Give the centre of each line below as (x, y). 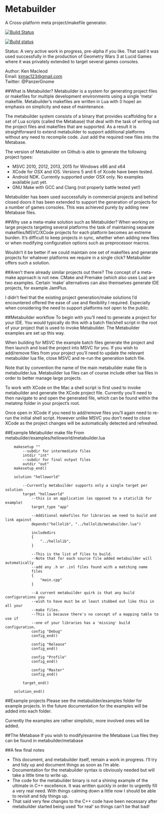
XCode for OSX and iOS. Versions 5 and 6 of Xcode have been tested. (82, 171)
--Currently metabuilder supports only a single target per (85, 485)
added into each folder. (29, 711)
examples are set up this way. (35, 333)
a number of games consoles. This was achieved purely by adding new (77, 207)
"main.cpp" (51, 580)
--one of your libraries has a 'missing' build (81, 623)
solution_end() (29, 691)
